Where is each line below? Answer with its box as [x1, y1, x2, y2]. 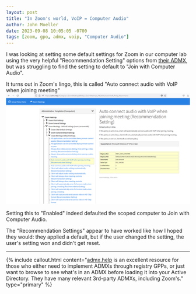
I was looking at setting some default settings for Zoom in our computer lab [6, 51, 187, 58]
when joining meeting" [6, 87, 60, 94]
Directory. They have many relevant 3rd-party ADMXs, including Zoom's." [6, 275, 184, 282]
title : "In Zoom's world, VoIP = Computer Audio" [6, 15, 129, 22]
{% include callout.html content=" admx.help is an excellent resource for [6, 256, 179, 263]
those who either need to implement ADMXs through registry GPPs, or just [6, 262, 185, 269]
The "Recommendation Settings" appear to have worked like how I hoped [6, 227, 183, 234]
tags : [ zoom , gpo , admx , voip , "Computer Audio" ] [6, 34, 129, 40]
